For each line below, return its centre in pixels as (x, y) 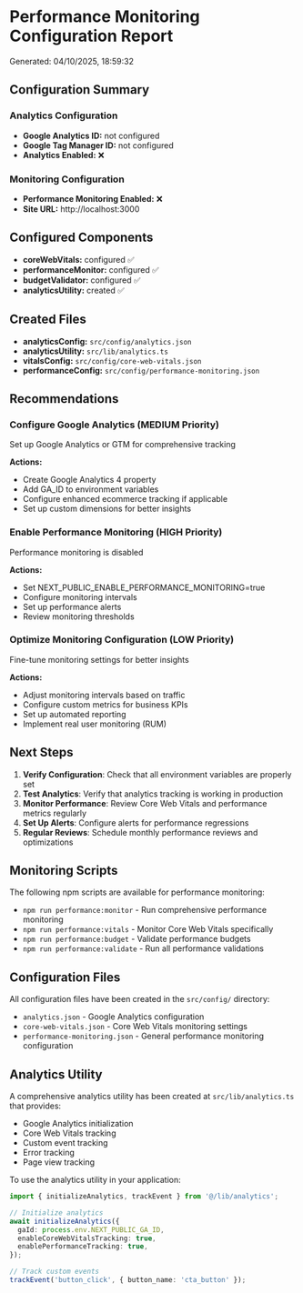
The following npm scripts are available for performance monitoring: (137, 892)
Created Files (48, 320)
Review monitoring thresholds (78, 616)
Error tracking (48, 1153)
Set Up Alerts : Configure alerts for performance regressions (136, 822)
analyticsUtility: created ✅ (73, 290)
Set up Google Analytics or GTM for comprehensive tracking (123, 445)
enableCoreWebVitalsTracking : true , (87, 1238)
